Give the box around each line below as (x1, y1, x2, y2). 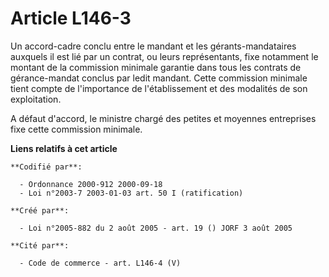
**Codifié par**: (10, 162, 83, 172)
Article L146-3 (10, 7, 132, 30)
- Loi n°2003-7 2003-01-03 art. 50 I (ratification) (19, 188, 244, 198)
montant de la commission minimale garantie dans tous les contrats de (10, 61, 302, 73)
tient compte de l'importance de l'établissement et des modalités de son (10, 82, 308, 94)
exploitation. (10, 93, 62, 105)
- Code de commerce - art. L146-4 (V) (19, 258, 182, 268)
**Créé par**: (10, 205, 70, 216)
